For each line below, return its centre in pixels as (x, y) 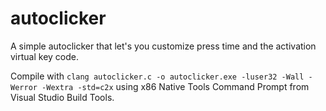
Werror (24, 87)
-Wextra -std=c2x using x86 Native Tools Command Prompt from (175, 86)
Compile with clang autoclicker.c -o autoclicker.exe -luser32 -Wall (157, 76)
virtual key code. (45, 56)
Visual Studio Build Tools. (62, 97)
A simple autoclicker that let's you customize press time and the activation (163, 46)
